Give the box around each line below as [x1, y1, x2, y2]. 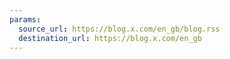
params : [9, 14, 42, 25]
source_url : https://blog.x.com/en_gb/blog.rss [18, 24, 221, 34]
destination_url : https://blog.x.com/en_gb [18, 33, 202, 43]
